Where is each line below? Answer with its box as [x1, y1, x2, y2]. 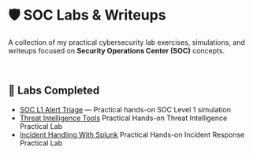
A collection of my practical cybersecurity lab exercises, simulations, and [8, 37, 246, 47]
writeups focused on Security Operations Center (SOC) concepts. [8, 46, 225, 55]
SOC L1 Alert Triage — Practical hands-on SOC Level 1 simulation [19, 104, 231, 114]
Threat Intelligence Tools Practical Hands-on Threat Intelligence [19, 113, 228, 123]
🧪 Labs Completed [8, 84, 100, 97]
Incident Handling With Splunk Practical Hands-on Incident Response [19, 130, 245, 139]
